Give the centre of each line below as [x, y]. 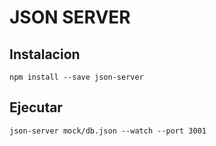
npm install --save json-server [76, 77]
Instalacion [45, 54]
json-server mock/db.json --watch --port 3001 [108, 131]
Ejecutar [36, 107]
